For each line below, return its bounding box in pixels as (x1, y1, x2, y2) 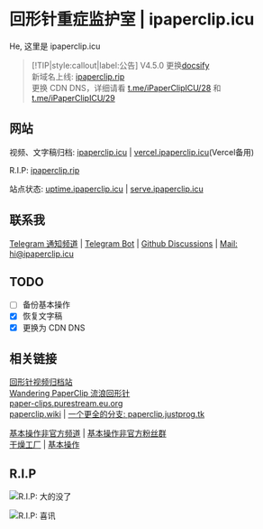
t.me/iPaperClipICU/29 (31, 92, 115, 103)
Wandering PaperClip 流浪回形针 (9, 388, 131, 399)
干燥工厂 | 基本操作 (9, 440, 80, 450)
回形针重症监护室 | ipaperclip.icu (9, 9, 255, 30)
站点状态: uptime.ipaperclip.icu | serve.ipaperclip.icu (9, 183, 204, 194)
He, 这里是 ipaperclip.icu (9, 41, 101, 51)
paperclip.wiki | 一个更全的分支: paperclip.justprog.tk (9, 409, 205, 420)
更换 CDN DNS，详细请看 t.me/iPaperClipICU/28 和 (31, 82, 222, 93)
